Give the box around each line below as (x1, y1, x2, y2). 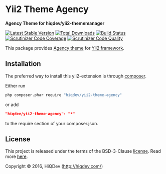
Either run (5, 82, 26, 89)
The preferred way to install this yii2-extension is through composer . (5, 73, 147, 79)
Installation (5, 59, 41, 68)
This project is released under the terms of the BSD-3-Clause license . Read (5, 148, 161, 154)
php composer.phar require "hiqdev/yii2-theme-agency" (5, 92, 122, 98)
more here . (5, 153, 28, 159)
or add (5, 102, 19, 108)
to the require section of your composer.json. (5, 120, 99, 126)
